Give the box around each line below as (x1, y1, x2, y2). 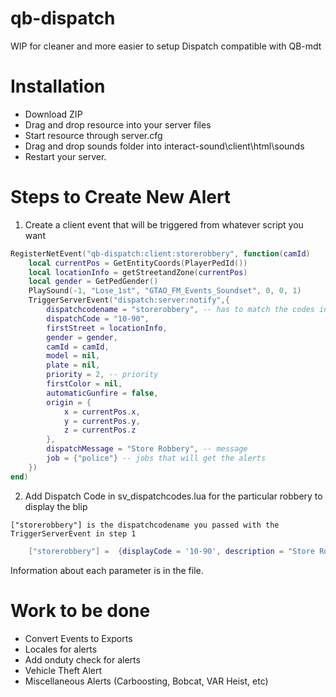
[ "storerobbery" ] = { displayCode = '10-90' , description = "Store (28, 546, 316, 556)
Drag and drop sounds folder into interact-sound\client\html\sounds (24, 140, 305, 152)
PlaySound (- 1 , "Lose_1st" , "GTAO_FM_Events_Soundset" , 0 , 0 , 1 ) (28, 286, 302, 296)
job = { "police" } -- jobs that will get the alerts (46, 453, 267, 464)
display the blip (24, 500, 88, 512)
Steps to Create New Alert (10, 186, 232, 209)
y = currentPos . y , (63, 416, 141, 426)
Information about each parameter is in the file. (10, 564, 204, 576)
